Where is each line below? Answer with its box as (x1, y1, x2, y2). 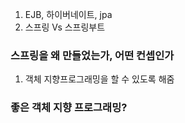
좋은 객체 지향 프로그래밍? (10, 101, 128, 115)
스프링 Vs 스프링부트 (24, 21, 106, 33)
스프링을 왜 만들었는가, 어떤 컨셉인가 (10, 48, 175, 62)
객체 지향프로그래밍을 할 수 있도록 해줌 (24, 73, 175, 85)
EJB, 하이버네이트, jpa (24, 9, 113, 20)
